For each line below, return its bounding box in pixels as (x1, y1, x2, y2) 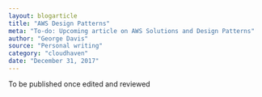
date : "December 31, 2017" (8, 57, 99, 65)
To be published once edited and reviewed (8, 78, 151, 89)
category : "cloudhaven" (8, 49, 89, 57)
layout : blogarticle (8, 11, 78, 20)
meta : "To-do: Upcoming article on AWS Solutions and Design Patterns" (8, 27, 255, 35)
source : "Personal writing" (8, 42, 104, 50)
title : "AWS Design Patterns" (8, 19, 111, 27)
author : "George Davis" (8, 34, 89, 43)
